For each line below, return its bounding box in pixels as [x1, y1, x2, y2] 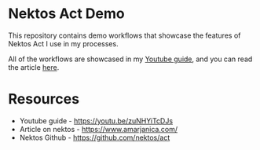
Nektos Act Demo [8, 5, 125, 23]
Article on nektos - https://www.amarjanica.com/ [19, 124, 178, 134]
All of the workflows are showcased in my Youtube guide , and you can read [8, 54, 253, 64]
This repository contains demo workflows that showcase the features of [8, 31, 241, 40]
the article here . [8, 62, 60, 71]
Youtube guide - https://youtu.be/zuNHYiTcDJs [19, 115, 174, 126]
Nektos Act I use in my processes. [8, 38, 119, 48]
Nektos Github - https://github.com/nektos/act [19, 133, 170, 142]
